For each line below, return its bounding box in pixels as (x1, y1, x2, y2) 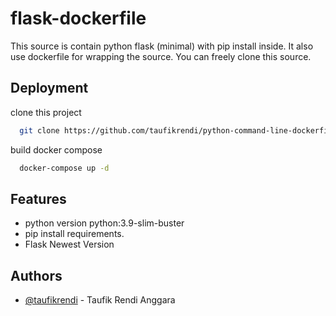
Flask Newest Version (24, 238, 115, 251)
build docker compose (10, 143, 103, 156)
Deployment (10, 80, 89, 97)
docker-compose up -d (19, 163, 110, 173)
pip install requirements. (24, 228, 125, 240)
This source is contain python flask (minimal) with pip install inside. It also (10, 40, 314, 52)
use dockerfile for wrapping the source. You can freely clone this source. (10, 50, 312, 62)
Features (10, 190, 67, 207)
